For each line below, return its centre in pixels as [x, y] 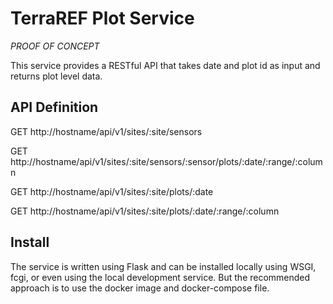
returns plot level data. [56, 76]
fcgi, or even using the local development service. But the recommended [160, 277]
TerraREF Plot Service [102, 18]
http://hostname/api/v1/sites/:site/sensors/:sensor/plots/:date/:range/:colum [166, 161]
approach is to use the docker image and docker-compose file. [140, 288]
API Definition [54, 107]
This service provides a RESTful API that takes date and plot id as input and [165, 65]
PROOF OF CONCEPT [55, 46]
